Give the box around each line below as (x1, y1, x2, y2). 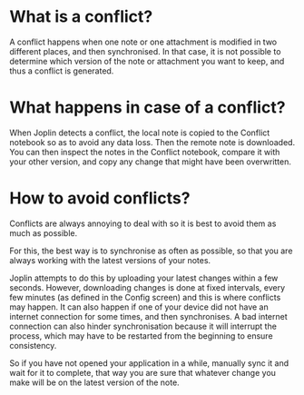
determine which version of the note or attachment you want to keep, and (9, 55, 285, 66)
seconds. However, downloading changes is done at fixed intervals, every (9, 281, 286, 292)
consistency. (9, 340, 57, 351)
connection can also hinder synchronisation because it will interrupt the (9, 321, 277, 331)
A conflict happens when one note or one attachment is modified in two (9, 36, 278, 47)
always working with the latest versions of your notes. (9, 254, 211, 265)
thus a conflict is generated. (9, 65, 114, 76)
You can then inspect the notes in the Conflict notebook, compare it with (9, 146, 280, 157)
